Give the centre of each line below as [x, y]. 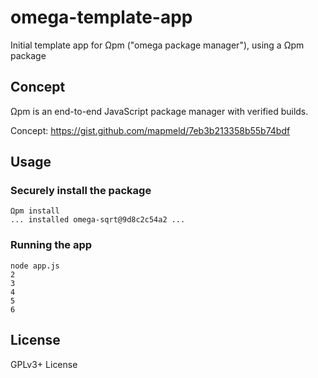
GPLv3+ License [44, 364]
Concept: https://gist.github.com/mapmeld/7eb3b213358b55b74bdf [150, 130]
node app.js [35, 266]
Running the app [51, 245]
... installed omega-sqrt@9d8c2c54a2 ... [98, 220]
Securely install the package [81, 191]
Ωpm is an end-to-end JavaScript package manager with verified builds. [159, 111]
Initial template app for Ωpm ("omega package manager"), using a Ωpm [157, 45]
